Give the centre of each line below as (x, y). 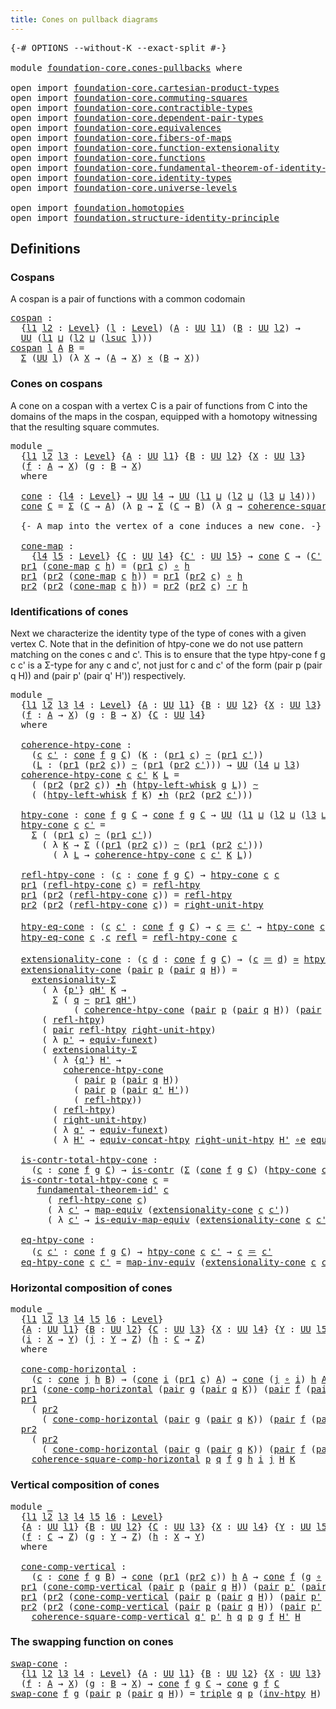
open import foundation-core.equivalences (116, 127)
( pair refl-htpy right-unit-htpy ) (129, 1029)
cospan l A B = (47, 348)
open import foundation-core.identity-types (121, 177)
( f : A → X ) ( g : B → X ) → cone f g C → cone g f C (150, 1683)
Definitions (45, 249)
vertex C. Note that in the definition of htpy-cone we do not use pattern (157, 643)
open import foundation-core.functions (108, 157)
